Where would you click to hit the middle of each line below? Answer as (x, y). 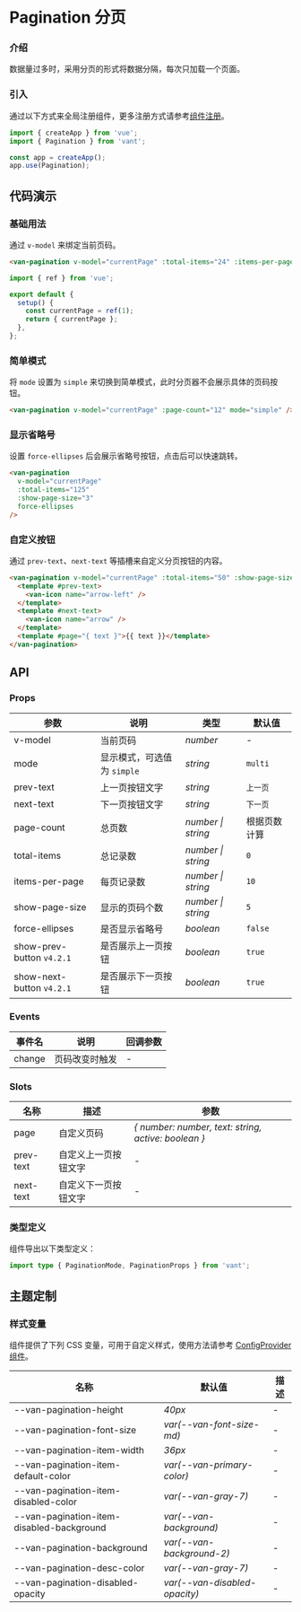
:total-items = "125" (54, 490)
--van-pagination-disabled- (76, 1582)
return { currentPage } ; (72, 320)
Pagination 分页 (68, 18)
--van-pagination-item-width (79, 1450)
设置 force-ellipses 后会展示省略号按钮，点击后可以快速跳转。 (126, 456)
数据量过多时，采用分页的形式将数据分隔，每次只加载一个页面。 (127, 69)
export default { (42, 294)
